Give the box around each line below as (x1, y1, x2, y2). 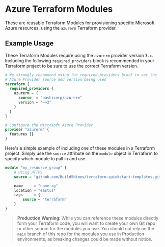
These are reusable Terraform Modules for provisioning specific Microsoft (5, 20, 155, 26)
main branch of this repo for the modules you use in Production (17, 231, 144, 237)
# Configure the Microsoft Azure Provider (5, 122, 93, 128)
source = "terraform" (23, 197, 67, 202)
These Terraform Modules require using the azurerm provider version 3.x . (5, 52, 153, 58)
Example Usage (5, 39, 54, 48)
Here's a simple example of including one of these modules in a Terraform (5, 145, 155, 151)
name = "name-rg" (14, 183, 58, 188)
